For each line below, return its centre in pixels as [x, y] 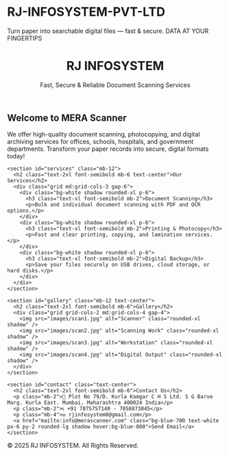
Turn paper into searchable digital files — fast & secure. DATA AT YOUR [108, 31]
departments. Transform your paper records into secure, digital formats [108, 149]
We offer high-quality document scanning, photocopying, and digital [104, 134]
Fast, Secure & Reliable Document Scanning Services [115, 85]
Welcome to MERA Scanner [67, 118]
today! [16, 156]
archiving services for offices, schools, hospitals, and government [100, 142]
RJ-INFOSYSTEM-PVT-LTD [86, 12]
